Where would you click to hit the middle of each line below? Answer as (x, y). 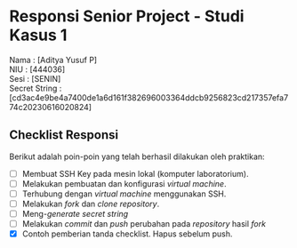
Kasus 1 (38, 35)
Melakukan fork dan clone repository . (91, 204)
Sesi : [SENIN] (35, 78)
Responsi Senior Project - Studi (127, 16)
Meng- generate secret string (75, 214)
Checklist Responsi (64, 135)
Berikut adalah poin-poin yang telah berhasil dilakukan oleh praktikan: (137, 156)
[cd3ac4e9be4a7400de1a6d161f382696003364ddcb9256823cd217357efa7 (149, 97)
